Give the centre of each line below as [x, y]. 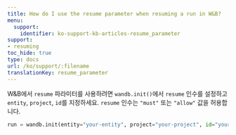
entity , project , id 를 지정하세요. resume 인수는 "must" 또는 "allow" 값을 [108, 102]
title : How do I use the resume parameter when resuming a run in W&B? [114, 14]
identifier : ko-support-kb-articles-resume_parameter [100, 33]
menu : [15, 20]
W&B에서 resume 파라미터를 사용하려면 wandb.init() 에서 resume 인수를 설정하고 [118, 94]
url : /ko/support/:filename [48, 66]
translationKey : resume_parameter [58, 72]
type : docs [23, 60]
